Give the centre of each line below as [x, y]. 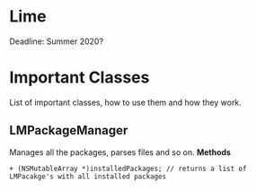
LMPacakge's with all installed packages [88, 177]
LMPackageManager [69, 130]
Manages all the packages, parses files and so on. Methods [120, 152]
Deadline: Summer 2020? [57, 41]
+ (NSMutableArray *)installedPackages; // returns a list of [128, 168]
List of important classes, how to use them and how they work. [126, 102]
